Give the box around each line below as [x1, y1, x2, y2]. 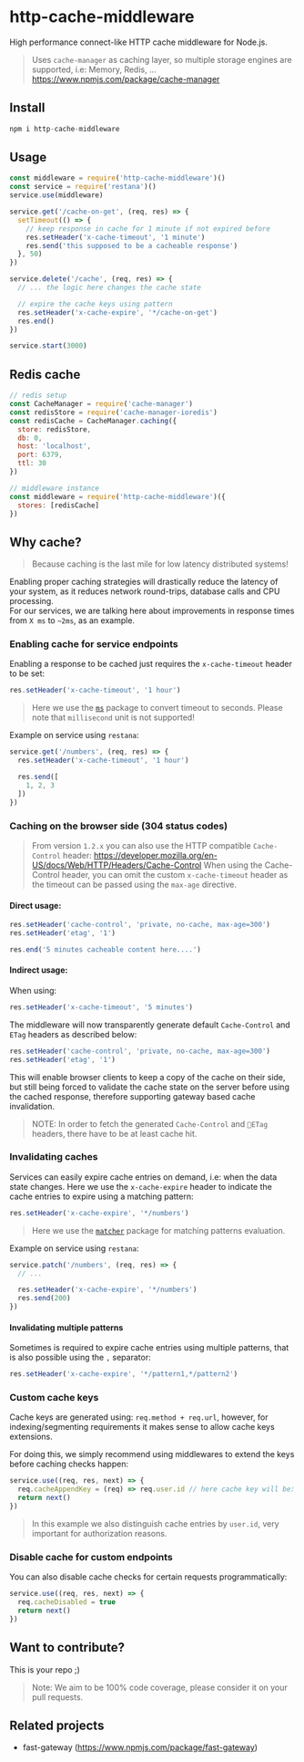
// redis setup [9, 391, 67, 401]
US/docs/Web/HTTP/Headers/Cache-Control [31, 860, 202, 871]
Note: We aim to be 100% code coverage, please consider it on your [31, 1682, 289, 1693]
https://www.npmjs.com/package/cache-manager [31, 73, 220, 84]
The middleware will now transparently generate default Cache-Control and [9, 1019, 291, 1030]
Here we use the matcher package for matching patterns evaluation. [31, 1225, 286, 1235]
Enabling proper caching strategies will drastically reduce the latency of [9, 577, 279, 588]
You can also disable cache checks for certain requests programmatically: [9, 1571, 288, 1582]
